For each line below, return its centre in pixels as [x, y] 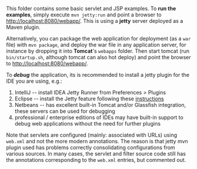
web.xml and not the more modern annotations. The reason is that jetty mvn [97, 141]
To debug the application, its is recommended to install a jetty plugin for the [98, 75]
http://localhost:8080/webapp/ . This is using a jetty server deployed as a [95, 21]
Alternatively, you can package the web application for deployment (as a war [98, 38]
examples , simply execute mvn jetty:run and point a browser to [84, 15]
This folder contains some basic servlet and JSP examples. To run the [91, 9]
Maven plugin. [23, 27]
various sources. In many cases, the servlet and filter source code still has [96, 154]
